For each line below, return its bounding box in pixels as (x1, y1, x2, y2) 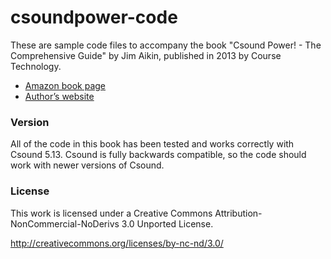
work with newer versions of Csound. (10, 159, 165, 171)
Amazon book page (24, 79, 107, 91)
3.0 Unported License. (121, 217, 214, 230)
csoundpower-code (10, 6, 178, 29)
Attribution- (214, 207, 263, 219)
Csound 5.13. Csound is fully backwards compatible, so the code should (10, 149, 307, 161)
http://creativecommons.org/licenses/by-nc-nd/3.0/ (10, 237, 224, 249)
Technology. (10, 60, 62, 72)
